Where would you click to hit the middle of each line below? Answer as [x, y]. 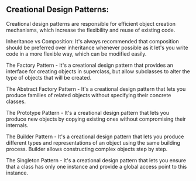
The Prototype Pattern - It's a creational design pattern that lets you [88, 112]
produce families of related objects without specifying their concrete [89, 95]
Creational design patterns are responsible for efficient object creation [91, 23]
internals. [17, 125]
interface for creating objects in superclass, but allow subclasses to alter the [98, 71]
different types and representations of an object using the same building [93, 142]
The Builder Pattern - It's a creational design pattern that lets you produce [95, 136]
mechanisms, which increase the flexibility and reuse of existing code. [91, 30]
